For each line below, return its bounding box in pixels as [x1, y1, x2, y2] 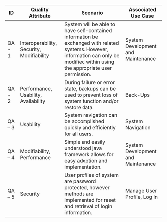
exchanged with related [64, 40, 119, 46]
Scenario [81, 9, 103, 16]
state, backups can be [64, 85, 116, 92]
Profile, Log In [125, 194, 158, 200]
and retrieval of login [64, 203, 113, 210]
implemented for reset [64, 197, 116, 203]
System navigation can [64, 112, 118, 118]
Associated [128, 6, 157, 13]
